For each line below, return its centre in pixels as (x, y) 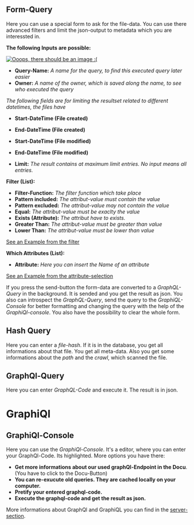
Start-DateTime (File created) (51, 118)
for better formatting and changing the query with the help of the (106, 306)
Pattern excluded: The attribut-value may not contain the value (92, 205)
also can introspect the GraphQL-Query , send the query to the (81, 300)
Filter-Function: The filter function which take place (78, 193)
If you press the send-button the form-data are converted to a (81, 287)
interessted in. (24, 36)
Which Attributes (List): (35, 253)
